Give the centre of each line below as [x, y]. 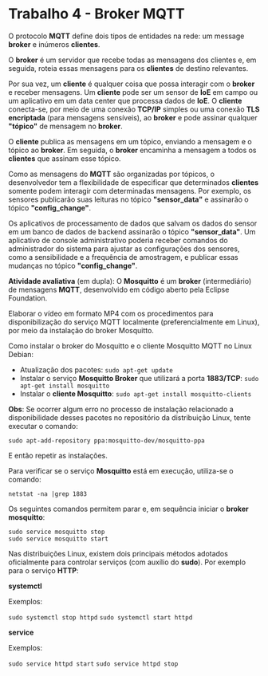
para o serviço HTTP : [43, 570]
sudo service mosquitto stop [57, 532]
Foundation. [28, 298]
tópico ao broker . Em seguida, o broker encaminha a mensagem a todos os [132, 150]
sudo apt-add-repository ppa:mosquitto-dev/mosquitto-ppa [106, 440]
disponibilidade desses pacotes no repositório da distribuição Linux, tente [130, 417]
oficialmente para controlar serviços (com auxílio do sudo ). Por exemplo [127, 562]
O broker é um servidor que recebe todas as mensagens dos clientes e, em [132, 60]
